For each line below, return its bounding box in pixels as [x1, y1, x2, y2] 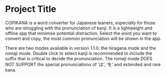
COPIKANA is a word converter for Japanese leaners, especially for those [5, 20, 156, 26]
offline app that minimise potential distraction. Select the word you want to [5, 30, 157, 36]
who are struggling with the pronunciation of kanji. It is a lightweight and [5, 25, 153, 31]
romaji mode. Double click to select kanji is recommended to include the [5, 50, 153, 56]
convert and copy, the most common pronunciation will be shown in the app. [5, 36, 162, 41]
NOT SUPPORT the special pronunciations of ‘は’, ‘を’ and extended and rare [5, 61, 161, 67]
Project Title [5, 3, 56, 15]
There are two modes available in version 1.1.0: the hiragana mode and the [5, 45, 156, 51]
